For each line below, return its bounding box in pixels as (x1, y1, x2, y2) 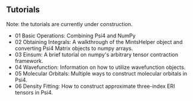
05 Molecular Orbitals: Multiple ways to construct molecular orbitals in (14, 70, 188, 77)
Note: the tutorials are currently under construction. (6, 20, 133, 27)
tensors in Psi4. (14, 89, 53, 96)
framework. (14, 57, 43, 64)
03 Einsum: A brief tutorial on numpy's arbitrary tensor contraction (14, 50, 179, 58)
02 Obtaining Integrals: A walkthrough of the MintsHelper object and (14, 38, 183, 45)
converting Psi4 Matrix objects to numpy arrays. (14, 45, 133, 52)
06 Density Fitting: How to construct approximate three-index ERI (14, 83, 176, 90)
